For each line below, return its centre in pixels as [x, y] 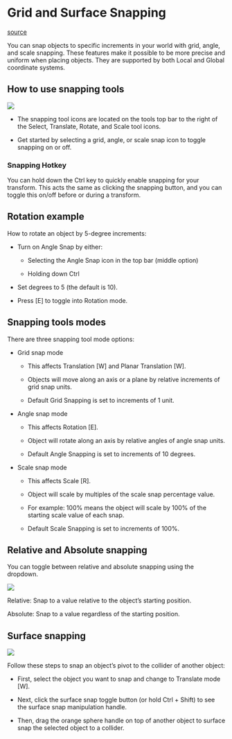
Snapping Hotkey [37, 165]
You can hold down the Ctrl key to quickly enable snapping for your [103, 180]
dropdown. [23, 574]
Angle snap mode [42, 413]
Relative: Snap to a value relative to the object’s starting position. [99, 600]
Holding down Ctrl [53, 273]
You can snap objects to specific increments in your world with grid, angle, [114, 45]
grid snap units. [50, 387]
